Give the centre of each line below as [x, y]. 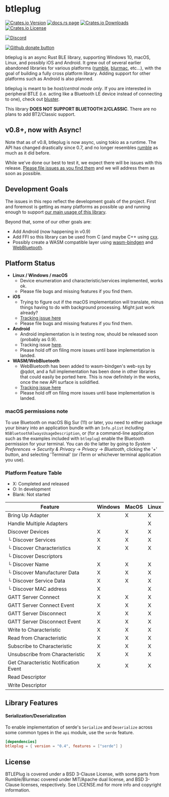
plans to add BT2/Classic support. [40, 114]
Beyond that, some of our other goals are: [49, 221]
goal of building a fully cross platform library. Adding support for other [78, 73]
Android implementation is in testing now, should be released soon [89, 334]
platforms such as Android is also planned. [50, 78]
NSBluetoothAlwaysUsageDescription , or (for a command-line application [80, 433]
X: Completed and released [41, 484]
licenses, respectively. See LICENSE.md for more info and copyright [91, 785]
